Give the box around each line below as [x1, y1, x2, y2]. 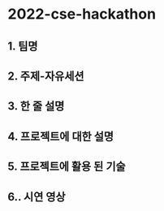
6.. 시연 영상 [7, 190, 66, 204]
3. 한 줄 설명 [7, 99, 65, 114]
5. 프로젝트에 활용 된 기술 [7, 160, 127, 174]
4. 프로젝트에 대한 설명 [7, 129, 114, 143]
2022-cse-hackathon [7, 5, 156, 24]
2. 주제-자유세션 [7, 69, 84, 83]
